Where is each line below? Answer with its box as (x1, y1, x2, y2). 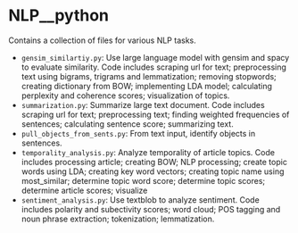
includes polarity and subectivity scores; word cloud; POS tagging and (21, 204, 281, 214)
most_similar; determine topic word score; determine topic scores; (21, 175, 265, 186)
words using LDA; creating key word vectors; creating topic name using (21, 166, 285, 177)
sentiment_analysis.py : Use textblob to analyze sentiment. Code (21, 194, 260, 205)
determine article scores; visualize (21, 185, 148, 196)
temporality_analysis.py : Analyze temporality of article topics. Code (21, 146, 276, 157)
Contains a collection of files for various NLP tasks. (8, 35, 197, 46)
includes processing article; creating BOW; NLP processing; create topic (21, 156, 287, 167)
